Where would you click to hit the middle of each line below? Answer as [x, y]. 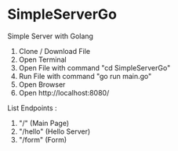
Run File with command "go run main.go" [85, 76]
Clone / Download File [54, 51]
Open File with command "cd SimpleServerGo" [94, 67]
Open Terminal [43, 59]
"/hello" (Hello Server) [54, 131]
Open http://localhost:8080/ [64, 92]
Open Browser [42, 84]
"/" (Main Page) [44, 123]
